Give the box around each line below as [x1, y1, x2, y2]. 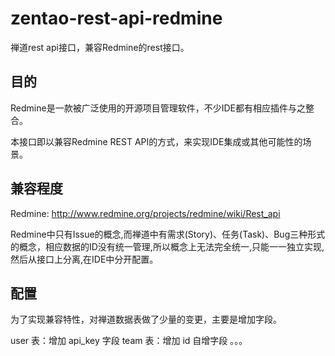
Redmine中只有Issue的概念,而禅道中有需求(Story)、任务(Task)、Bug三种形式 [10, 228, 326, 240]
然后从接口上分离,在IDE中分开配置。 [10, 253, 159, 265]
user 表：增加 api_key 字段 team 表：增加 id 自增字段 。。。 [10, 335, 248, 347]
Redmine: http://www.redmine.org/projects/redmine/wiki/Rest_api [10, 207, 281, 219]
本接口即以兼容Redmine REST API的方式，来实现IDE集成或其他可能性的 [10, 135, 303, 147]
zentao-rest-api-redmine [10, 7, 223, 30]
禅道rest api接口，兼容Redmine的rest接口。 [10, 41, 190, 53]
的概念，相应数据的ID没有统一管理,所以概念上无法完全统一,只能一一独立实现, [10, 240, 325, 252]
